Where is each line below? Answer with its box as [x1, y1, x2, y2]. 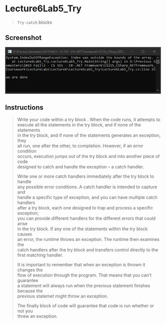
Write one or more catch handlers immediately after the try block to [17, 173, 155, 179]
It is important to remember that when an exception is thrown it [17, 261, 146, 267]
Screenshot [5, 34, 42, 42]
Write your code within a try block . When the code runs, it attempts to [17, 117, 161, 122]
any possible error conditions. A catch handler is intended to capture [17, 184, 157, 190]
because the [17, 287, 43, 294]
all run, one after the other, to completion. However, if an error [17, 143, 143, 149]
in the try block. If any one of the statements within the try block [17, 226, 148, 232]
